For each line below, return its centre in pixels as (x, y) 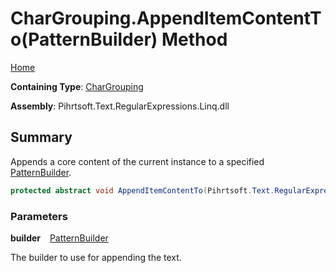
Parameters (39, 216)
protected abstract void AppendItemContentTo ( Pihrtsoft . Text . (142, 190)
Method (194, 39)
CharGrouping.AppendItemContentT (166, 18)
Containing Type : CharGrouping (77, 86)
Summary (41, 137)
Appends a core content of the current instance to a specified (137, 161)
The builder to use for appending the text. (96, 257)
